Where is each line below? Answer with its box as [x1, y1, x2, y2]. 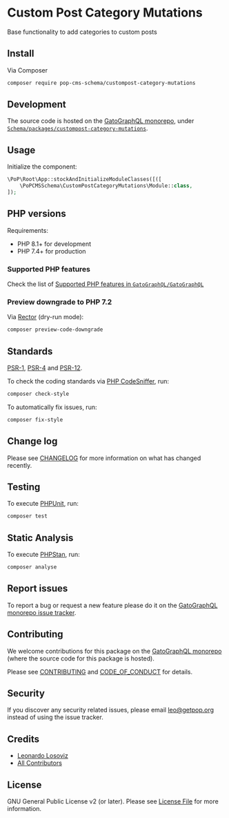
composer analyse [7, 564, 57, 571]
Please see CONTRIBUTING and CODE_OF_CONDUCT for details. [7, 667, 193, 676]
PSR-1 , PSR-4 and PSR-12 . [7, 363, 83, 372]
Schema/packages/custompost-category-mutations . [7, 124, 148, 133]
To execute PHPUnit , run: [7, 500, 79, 508]
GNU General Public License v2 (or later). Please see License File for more [7, 797, 219, 806]
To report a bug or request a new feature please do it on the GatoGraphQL [7, 601, 218, 609]
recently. [7, 461, 32, 469]
